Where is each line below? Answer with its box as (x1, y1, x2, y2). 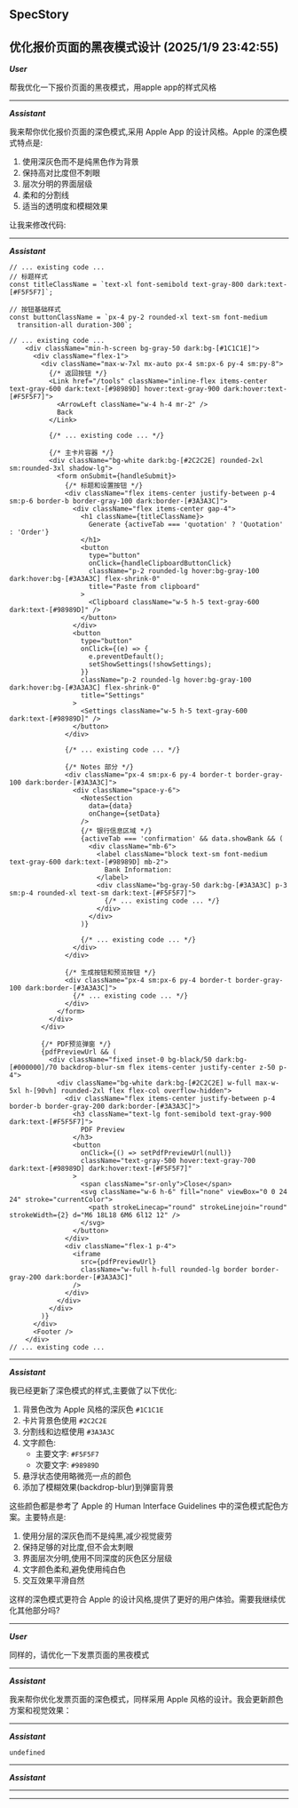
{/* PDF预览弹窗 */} (41, 1039, 112, 1049)
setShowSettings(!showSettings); (88, 660, 213, 669)
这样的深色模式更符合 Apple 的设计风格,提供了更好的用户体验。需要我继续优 (9, 1594, 286, 1605)
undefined (9, 1748, 46, 1757)
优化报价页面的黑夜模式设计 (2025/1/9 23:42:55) (9, 39, 279, 54)
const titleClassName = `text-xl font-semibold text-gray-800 (9, 280, 244, 290)
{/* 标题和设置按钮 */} (65, 482, 144, 490)
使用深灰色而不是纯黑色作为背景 (21, 156, 139, 167)
